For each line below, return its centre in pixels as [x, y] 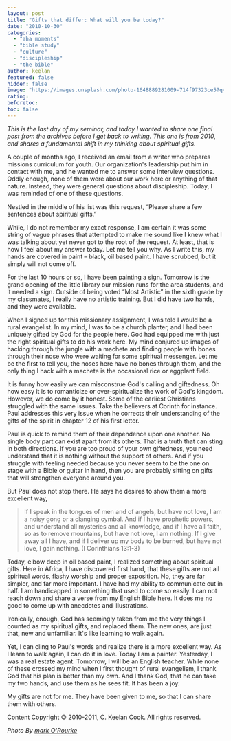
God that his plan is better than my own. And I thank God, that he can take [112, 676]
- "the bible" [33, 65]
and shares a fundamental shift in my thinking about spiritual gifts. [101, 143]
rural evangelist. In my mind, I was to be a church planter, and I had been [110, 327]
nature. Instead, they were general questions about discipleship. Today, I [110, 186]
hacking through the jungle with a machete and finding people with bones [111, 349]
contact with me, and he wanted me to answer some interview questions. [111, 171]
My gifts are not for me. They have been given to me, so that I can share [109, 696]
